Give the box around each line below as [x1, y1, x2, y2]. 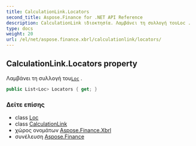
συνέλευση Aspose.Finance [14, 133, 85, 140]
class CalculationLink [14, 120, 68, 127]
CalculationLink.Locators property [6, 59, 137, 69]
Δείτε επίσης [6, 100, 45, 108]
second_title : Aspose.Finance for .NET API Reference [6, 14, 143, 20]
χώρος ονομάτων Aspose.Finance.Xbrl [14, 126, 112, 133]
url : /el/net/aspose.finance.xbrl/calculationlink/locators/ [6, 36, 162, 42]
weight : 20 [6, 31, 33, 37]
